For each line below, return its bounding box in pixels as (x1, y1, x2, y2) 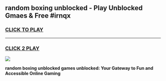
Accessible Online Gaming (5, 70, 61, 76)
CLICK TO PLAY (5, 27, 43, 33)
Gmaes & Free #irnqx (5, 12, 71, 20)
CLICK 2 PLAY (5, 45, 40, 52)
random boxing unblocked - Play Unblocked (5, 4, 143, 12)
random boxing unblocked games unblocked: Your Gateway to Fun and (5, 65, 154, 71)
